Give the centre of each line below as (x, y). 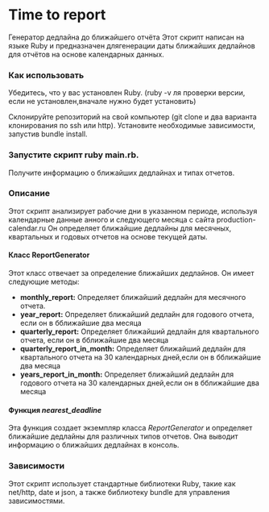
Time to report (57, 15)
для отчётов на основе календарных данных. (87, 54)
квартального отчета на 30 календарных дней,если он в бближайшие (141, 357)
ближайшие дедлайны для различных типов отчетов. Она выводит (124, 436)
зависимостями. (37, 501)
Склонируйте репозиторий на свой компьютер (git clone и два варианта (133, 117)
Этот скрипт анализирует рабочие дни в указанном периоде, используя (133, 210)
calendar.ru (27, 228)
